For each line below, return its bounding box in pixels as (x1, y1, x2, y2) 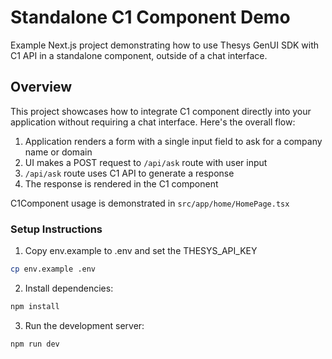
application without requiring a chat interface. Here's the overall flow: (10, 116, 296, 128)
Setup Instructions (10, 222, 103, 236)
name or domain (24, 146, 93, 158)
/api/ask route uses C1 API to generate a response (24, 167, 235, 179)
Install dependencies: (24, 282, 114, 294)
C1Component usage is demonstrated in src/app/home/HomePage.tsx (10, 197, 290, 209)
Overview (10, 79, 73, 96)
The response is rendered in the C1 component (24, 177, 219, 190)
